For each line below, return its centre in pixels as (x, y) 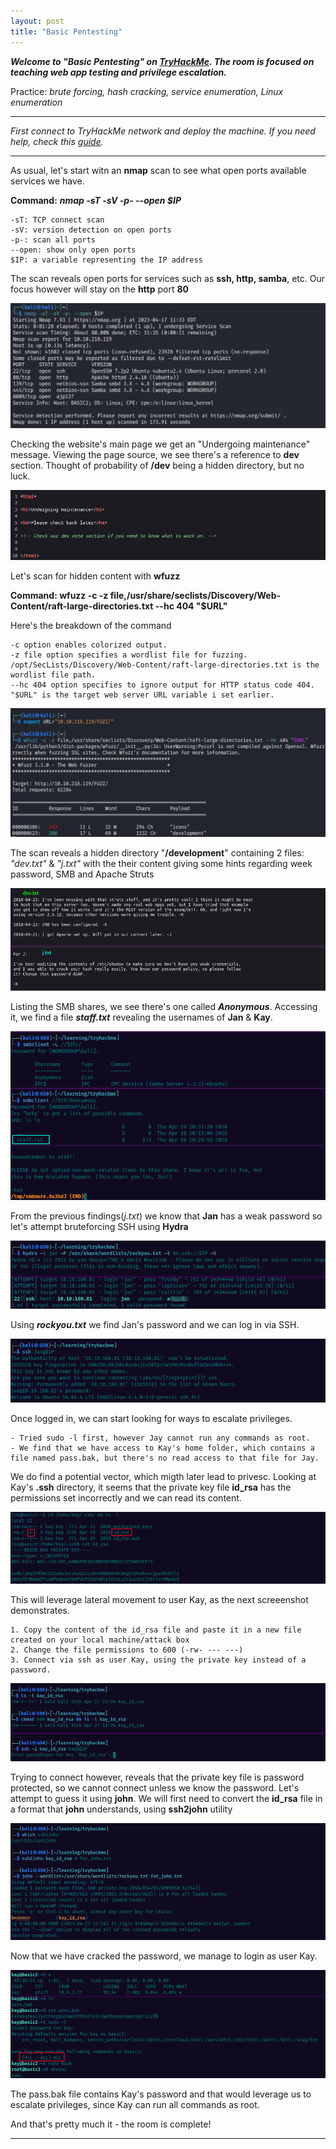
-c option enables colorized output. (89, 645)
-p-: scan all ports (53, 240)
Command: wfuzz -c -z (59, 596)
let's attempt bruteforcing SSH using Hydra (99, 1227)
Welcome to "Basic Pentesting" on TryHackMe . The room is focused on (162, 61)
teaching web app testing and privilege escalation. (118, 72)
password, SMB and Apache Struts (82, 874)
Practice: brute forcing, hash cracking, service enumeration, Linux (147, 91)
